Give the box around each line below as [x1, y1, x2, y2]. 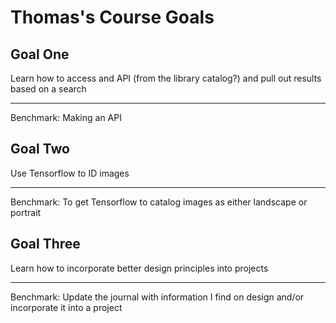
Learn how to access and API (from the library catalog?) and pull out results [10, 72, 322, 84]
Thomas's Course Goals [10, 6, 215, 29]
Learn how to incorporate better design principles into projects [10, 262, 269, 274]
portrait [10, 206, 42, 218]
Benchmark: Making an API [10, 112, 122, 123]
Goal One [10, 46, 70, 63]
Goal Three [10, 236, 81, 253]
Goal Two [10, 141, 70, 158]
